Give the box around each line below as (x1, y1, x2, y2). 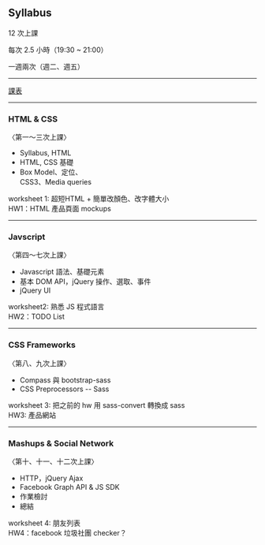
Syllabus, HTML (19, 148, 72, 158)
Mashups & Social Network (8, 438, 114, 449)
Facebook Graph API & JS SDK (19, 483, 120, 491)
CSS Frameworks (8, 339, 77, 350)
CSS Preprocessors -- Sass (19, 384, 110, 394)
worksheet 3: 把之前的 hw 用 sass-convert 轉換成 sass (8, 400, 185, 409)
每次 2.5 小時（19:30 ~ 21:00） (8, 45, 108, 54)
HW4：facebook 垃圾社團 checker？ (8, 528, 127, 537)
